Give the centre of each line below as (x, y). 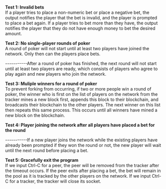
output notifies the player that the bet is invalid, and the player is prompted (81, 18)
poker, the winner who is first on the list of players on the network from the (82, 94)
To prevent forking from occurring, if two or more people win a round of (78, 89)
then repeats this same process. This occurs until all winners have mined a (81, 110)
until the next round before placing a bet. (47, 150)
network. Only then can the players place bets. (53, 54)
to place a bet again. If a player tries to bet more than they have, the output (82, 23)
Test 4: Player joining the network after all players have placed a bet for (80, 125)
